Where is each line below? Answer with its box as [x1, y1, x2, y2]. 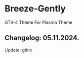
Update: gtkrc [4, 47, 33, 53]
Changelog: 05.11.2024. [4, 34, 80, 42]
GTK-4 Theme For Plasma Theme [4, 19, 73, 25]
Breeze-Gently [4, 3, 66, 14]
